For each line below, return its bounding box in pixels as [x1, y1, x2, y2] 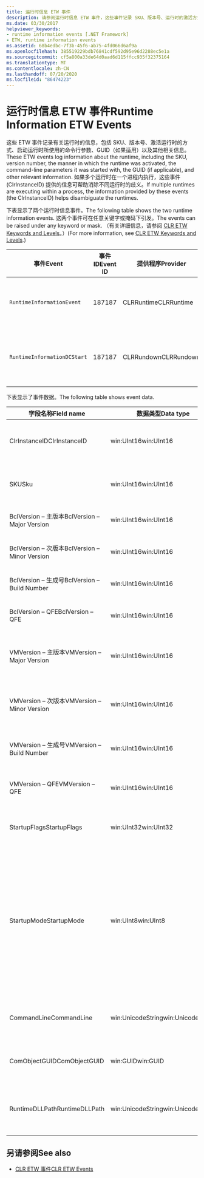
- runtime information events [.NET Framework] [6, 32, 129, 38]
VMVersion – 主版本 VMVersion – [9, 648, 101, 656]
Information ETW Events [6, 118, 132, 132]
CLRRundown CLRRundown [122, 353, 200, 361]
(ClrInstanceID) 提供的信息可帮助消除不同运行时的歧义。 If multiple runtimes [6, 181, 195, 188]
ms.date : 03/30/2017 [6, 20, 59, 26]
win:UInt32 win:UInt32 [110, 823, 174, 832]
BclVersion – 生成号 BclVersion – [9, 576, 100, 585]
